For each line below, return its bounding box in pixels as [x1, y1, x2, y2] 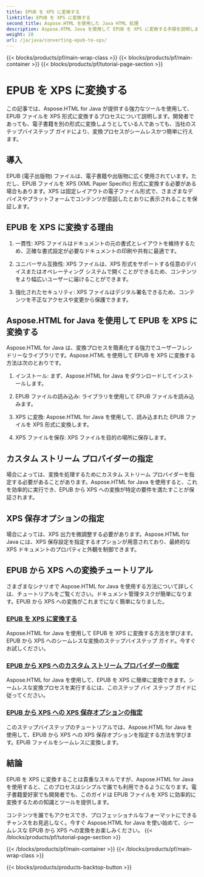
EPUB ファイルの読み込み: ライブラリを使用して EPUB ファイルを [15, 393, 179, 400]
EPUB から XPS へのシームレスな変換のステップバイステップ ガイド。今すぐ [6, 637, 196, 644]
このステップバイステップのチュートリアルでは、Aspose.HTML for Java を [6, 723, 193, 731]
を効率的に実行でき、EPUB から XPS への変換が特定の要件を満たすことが [6, 486, 189, 493]
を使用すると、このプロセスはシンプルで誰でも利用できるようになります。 [6, 783, 192, 791]
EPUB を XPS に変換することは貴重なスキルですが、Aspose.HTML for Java [6, 775, 194, 783]
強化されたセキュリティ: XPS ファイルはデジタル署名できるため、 [15, 288, 179, 295]
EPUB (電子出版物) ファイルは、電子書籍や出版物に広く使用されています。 [6, 172, 192, 180]
